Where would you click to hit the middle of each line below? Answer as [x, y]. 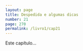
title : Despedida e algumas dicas [42, 15]
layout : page [19, 10]
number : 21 [17, 19]
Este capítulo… [21, 43]
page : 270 [16, 24]
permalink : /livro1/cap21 [33, 29]
